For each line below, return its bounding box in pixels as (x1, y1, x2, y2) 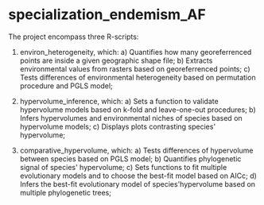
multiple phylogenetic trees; (19, 188, 111, 197)
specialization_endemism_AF (8, 6, 207, 24)
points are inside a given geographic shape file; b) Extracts (19, 56, 213, 65)
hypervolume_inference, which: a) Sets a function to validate (19, 96, 219, 106)
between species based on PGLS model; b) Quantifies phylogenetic (19, 153, 242, 164)
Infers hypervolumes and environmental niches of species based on (19, 113, 243, 122)
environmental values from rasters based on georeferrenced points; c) (19, 64, 250, 73)
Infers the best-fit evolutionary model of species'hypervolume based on (19, 179, 256, 188)
